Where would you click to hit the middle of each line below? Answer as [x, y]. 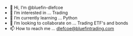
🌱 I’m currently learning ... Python [43, 18]
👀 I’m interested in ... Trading [39, 13]
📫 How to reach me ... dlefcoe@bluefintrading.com [62, 28]
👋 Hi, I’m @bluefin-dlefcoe [36, 8]
